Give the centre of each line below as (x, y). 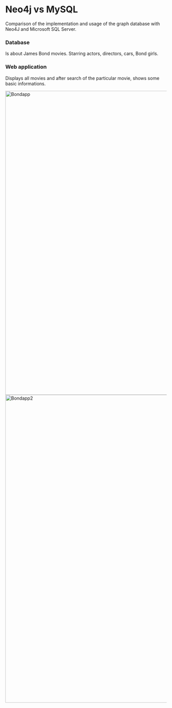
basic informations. (26, 84)
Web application (26, 67)
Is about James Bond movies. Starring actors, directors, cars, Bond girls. (82, 54)
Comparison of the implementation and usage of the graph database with (83, 24)
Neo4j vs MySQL (42, 9)
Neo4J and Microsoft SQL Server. (41, 29)
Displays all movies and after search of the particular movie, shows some (82, 78)
